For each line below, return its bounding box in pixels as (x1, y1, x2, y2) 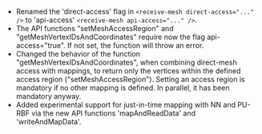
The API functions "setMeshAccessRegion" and (15, 24, 174, 33)
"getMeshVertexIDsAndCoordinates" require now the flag (15, 32, 206, 41)
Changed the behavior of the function (15, 49, 141, 58)
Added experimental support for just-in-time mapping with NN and (15, 100, 236, 109)
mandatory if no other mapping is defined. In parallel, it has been (15, 83, 230, 93)
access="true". (15, 41, 66, 50)
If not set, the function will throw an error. (67, 41, 204, 50)
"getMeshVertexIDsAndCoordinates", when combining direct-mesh (15, 57, 238, 67)
